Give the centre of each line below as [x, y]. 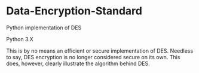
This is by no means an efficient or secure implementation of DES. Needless [100, 51]
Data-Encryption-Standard [74, 11]
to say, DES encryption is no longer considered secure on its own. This [93, 57]
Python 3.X [20, 39]
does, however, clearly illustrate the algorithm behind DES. [78, 63]
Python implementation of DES [44, 28]
